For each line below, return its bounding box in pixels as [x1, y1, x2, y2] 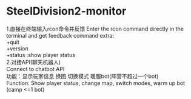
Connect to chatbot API [6, 65, 65, 72]
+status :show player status [6, 51, 76, 58]
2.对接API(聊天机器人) [6, 58, 61, 66]
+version [6, 44, 28, 52]
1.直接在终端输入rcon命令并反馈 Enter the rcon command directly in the [6, 25, 184, 32]
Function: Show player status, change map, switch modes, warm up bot [6, 79, 186, 86]
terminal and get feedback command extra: [6, 32, 115, 39]
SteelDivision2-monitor [6, 4, 127, 18]
